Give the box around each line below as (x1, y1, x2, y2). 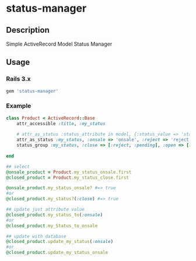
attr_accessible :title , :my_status (16, 120, 106, 127)
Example (6, 102, 32, 110)
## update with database (6, 233, 66, 239)
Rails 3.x (6, 75, 31, 83)
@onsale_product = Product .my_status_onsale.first (6, 169, 132, 175)
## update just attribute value (6, 207, 85, 213)
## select (6, 163, 30, 169)
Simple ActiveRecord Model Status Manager (6, 40, 113, 47)
